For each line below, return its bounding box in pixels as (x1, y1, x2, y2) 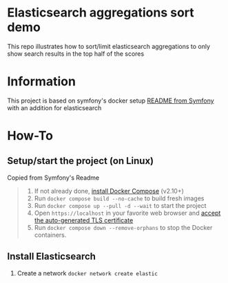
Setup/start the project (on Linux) (7, 155, 154, 167)
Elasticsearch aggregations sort (7, 5, 194, 21)
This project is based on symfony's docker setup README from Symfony (7, 96, 215, 105)
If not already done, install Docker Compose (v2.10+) (34, 187, 185, 195)
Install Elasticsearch (7, 251, 96, 262)
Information (7, 74, 76, 90)
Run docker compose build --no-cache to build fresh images (34, 194, 205, 202)
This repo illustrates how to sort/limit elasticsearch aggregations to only (7, 42, 211, 50)
